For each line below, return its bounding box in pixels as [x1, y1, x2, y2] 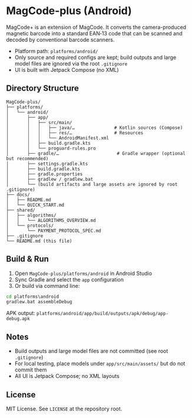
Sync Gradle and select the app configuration [14, 276, 124, 283]
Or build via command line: [14, 282, 80, 289]
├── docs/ [6, 191, 31, 198]
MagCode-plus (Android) [6, 4, 133, 18]
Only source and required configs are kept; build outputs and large [14, 54, 177, 61]
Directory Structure [6, 84, 80, 94]
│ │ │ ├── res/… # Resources [6, 130, 144, 136]
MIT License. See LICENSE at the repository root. [6, 405, 123, 412]
